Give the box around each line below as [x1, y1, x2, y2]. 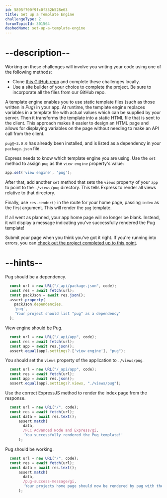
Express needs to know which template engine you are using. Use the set [5, 155, 156, 161]
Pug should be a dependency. [5, 273, 67, 279]
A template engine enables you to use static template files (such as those [5, 99, 155, 105]
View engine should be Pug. [5, 325, 63, 331]
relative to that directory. [5, 190, 56, 196]
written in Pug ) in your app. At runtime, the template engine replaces [5, 104, 145, 110]
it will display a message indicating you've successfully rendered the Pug [5, 220, 155, 226]
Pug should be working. [5, 446, 54, 452]
